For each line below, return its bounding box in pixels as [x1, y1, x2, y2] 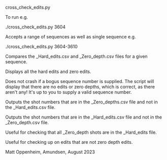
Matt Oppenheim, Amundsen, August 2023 [5, 149, 95, 155]
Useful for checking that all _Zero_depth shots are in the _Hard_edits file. [5, 129, 157, 135]
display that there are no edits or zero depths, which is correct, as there [5, 84, 155, 90]
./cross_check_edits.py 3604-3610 [5, 44, 78, 50]
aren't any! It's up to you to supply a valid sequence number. [5, 89, 132, 95]
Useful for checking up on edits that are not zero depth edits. [5, 139, 133, 145]
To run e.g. [5, 14, 28, 20]
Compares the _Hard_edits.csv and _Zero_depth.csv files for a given [5, 53, 148, 59]
